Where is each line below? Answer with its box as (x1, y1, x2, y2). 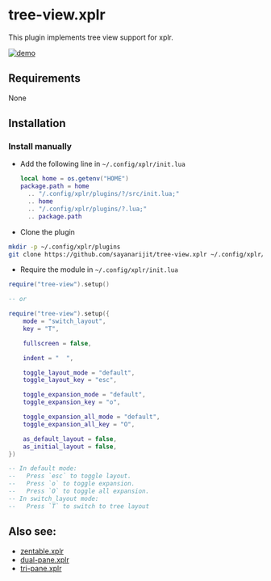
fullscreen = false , (23, 339, 92, 347)
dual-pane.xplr (19, 554, 70, 564)
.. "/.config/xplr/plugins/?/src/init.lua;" (27, 190, 180, 198)
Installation (8, 117, 66, 130)
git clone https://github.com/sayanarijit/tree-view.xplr (8, 250, 207, 258)
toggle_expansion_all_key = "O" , (23, 420, 135, 428)
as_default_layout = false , (23, 435, 117, 443)
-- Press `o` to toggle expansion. (8, 480, 135, 488)
